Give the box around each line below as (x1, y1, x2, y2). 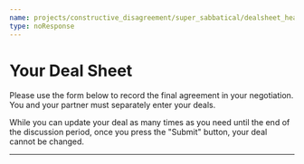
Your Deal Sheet (9, 60, 133, 81)
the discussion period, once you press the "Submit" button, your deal (9, 127, 268, 138)
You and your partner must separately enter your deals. (9, 100, 216, 111)
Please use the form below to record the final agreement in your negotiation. (9, 90, 294, 101)
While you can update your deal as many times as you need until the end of (9, 117, 290, 128)
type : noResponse (9, 22, 75, 31)
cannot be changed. (9, 136, 84, 147)
